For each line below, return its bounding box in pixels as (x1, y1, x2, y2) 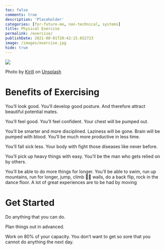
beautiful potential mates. (5, 109, 58, 115)
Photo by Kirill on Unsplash (5, 68, 62, 75)
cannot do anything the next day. (5, 239, 74, 245)
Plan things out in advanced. (5, 224, 65, 230)
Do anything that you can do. (5, 213, 66, 220)
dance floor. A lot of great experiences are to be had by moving (5, 179, 137, 185)
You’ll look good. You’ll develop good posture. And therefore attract (5, 103, 145, 109)
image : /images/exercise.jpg (5, 41, 67, 46)
